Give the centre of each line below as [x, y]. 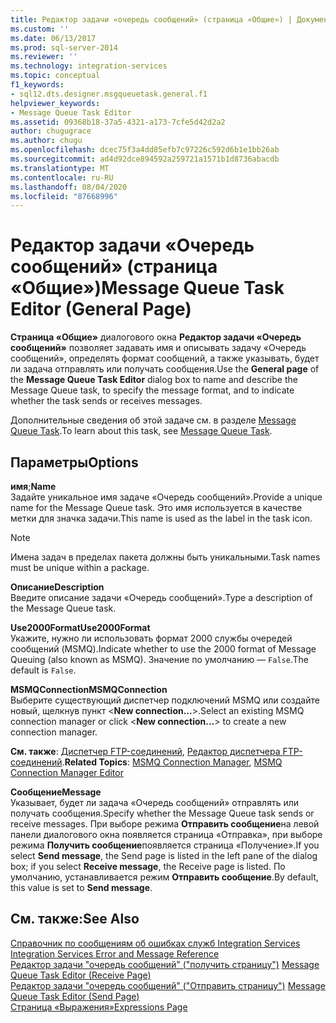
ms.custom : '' [40, 29]
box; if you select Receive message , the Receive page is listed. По [148, 866]
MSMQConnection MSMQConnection [89, 689]
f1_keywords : [37, 85]
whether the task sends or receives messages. [106, 401]
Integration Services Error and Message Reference [115, 953]
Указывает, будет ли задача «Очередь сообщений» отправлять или [155, 802]
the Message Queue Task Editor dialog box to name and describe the [154, 380]
